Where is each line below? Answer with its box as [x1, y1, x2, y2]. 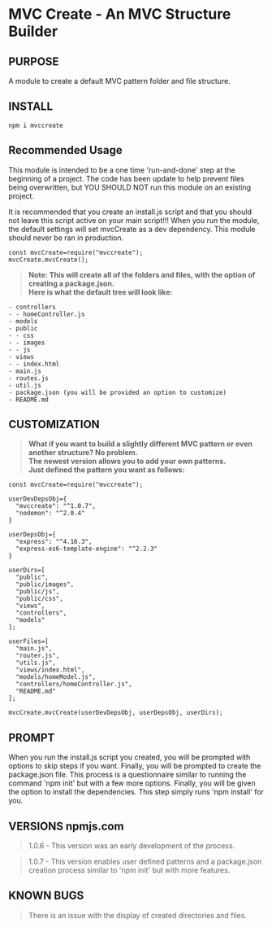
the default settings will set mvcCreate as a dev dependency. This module [8, 224, 256, 234]
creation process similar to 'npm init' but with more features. [28, 865, 231, 875]
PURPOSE [8, 55, 59, 68]
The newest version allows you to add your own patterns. [28, 457, 227, 466]
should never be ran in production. [8, 233, 124, 243]
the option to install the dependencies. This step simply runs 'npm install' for [8, 787, 264, 797]
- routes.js [8, 374, 49, 383]
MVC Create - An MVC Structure [8, 5, 231, 24]
